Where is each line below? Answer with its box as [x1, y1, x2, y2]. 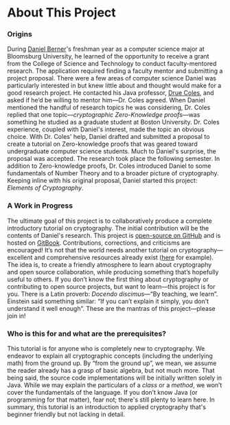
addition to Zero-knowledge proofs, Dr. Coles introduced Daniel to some [7, 162, 211, 170]
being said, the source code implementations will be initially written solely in [7, 373, 222, 382]
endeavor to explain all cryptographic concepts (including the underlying [7, 352, 213, 360]
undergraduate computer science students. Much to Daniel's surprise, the [7, 147, 216, 155]
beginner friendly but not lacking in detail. [7, 411, 126, 419]
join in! [7, 312, 26, 320]
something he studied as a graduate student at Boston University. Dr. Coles [7, 118, 220, 127]
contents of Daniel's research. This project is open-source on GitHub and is [7, 231, 221, 239]
